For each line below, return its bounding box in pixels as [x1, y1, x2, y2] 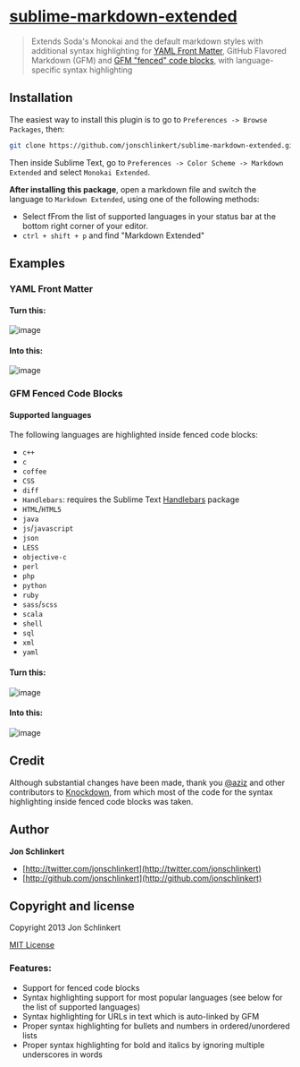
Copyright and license [9, 898, 136, 914]
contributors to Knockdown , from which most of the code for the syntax [9, 786, 274, 798]
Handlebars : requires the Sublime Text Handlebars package [21, 494, 240, 505]
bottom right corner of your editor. [21, 220, 149, 231]
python [21, 582, 47, 591]
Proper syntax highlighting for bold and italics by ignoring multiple [21, 1039, 265, 1050]
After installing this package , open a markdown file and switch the [9, 184, 257, 194]
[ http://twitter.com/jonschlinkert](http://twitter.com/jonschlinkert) [21, 863, 262, 874]
